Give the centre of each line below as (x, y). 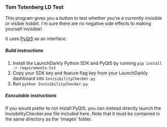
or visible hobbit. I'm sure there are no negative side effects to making (78, 23)
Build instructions (24, 50)
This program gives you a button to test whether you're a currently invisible (84, 18)
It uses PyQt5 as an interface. (36, 39)
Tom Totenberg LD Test (34, 7)
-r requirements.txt (34, 68)
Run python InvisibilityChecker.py (50, 84)
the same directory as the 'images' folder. (49, 119)
